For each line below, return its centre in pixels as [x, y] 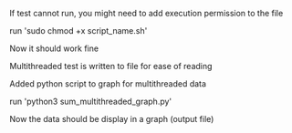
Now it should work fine [54, 48]
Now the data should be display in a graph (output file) [112, 119]
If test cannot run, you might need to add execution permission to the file [146, 13]
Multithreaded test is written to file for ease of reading [111, 66]
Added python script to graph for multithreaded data [108, 84]
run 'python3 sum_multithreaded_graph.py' [91, 101]
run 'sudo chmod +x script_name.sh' [78, 31]
